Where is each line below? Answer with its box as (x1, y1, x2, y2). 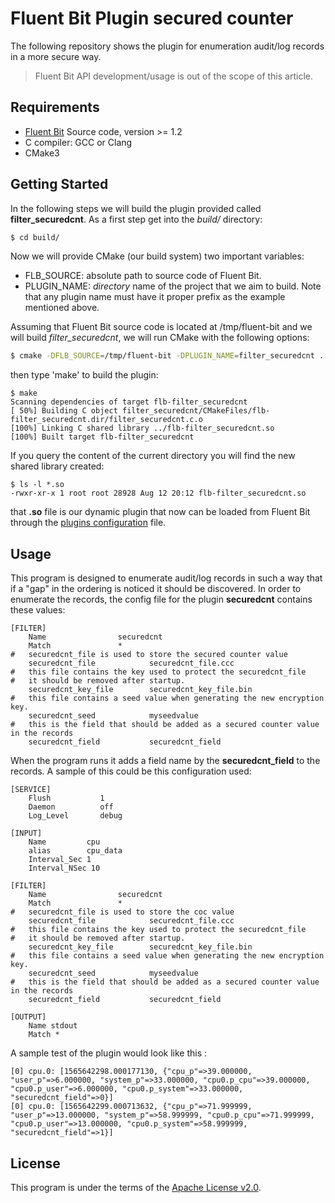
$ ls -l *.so (10, 480, 65, 490)
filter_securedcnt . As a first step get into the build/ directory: (10, 213, 263, 225)
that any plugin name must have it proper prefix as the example (24, 291, 286, 303)
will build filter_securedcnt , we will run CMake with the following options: (10, 332, 310, 344)
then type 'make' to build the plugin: (10, 369, 159, 381)
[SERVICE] (10, 785, 52, 795)
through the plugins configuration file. (10, 517, 167, 529)
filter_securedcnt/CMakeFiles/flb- (121, 406, 271, 416)
